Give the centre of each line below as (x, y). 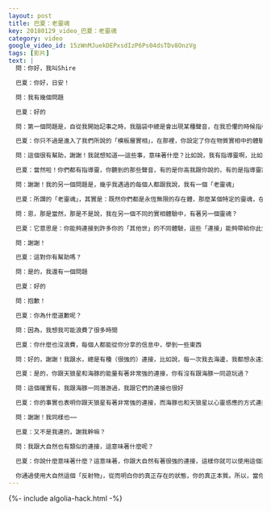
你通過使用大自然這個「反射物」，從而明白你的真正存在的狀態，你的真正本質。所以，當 (137, 476)
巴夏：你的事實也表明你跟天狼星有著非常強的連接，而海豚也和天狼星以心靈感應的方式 (135, 403)
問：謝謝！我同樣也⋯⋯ (46, 418)
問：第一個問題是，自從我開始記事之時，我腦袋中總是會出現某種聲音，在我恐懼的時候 (135, 127)
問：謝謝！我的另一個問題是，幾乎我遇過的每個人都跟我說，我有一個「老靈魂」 (127, 185)
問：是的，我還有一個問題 (52, 272)
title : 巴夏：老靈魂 (39, 23)
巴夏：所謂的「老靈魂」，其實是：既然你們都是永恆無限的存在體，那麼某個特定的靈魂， (137, 199)
